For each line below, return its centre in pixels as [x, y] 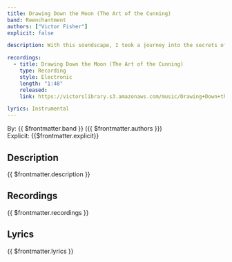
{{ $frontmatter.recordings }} [48, 212]
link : [28, 96]
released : [34, 90]
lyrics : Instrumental [38, 109]
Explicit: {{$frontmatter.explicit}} [53, 136]
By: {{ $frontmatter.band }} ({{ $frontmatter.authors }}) [85, 129]
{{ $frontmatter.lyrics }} [40, 251]
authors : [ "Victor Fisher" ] [48, 26]
